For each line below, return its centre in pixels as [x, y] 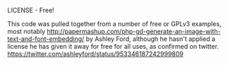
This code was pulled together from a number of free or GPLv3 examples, [114, 24]
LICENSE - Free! [31, 10]
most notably [26, 31]
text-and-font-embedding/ [46, 39]
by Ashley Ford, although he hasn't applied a [151, 39]
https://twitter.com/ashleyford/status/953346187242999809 [95, 54]
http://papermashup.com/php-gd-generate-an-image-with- [134, 31]
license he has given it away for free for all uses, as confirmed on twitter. [113, 46]
